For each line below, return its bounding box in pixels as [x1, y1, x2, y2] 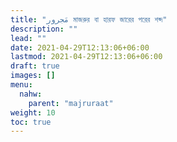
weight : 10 [10, 107, 56, 118]
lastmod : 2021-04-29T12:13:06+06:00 [10, 52, 163, 62]
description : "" [10, 24, 78, 34]
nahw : [19, 89, 43, 99]
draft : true [10, 61, 60, 71]
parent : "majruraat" [28, 98, 114, 108]
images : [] [10, 71, 56, 81]
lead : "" [10, 33, 47, 43]
